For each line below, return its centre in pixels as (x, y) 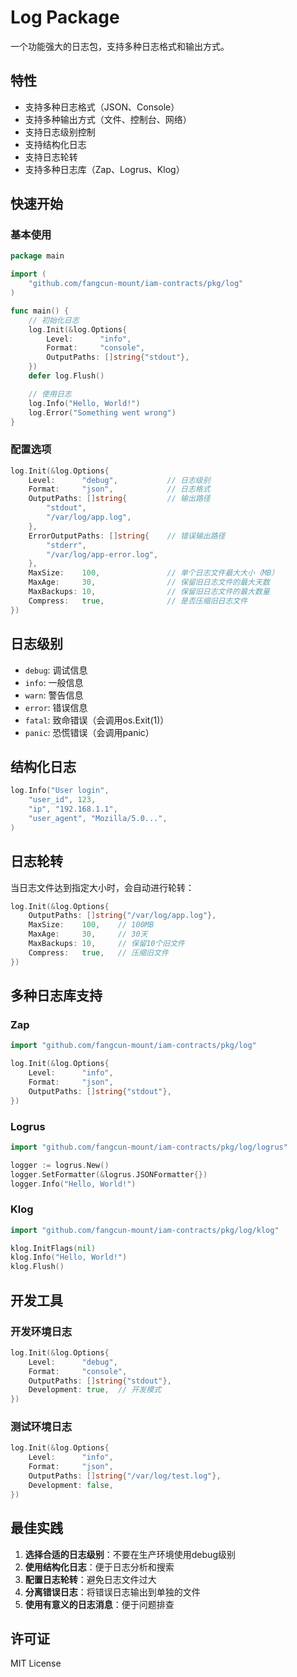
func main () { (40, 311)
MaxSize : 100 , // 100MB (91, 925)
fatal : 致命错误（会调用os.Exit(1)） (97, 720)
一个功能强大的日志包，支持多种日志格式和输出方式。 (120, 46)
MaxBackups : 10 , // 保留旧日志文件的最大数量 (149, 592)
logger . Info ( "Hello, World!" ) (73, 1184)
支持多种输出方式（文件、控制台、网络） (108, 119)
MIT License (36, 1663)
